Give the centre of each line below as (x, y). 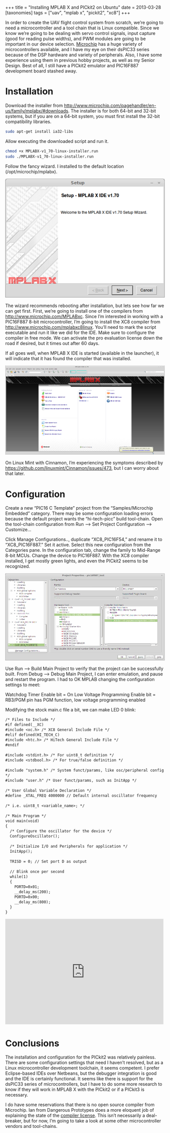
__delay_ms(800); (33, 902)
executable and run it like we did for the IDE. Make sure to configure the (80, 333)
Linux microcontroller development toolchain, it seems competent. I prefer (82, 1068)
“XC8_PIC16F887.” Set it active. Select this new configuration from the (78, 545)
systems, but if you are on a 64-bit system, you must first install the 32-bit (83, 116)
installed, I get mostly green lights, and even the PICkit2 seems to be (77, 561)
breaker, (14, 1121)
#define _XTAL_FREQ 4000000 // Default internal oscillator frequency (81, 796)
